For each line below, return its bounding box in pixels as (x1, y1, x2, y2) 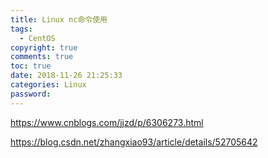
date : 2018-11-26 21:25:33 (10, 71, 123, 81)
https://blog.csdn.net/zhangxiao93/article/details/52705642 (10, 136, 258, 148)
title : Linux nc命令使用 (10, 14, 108, 25)
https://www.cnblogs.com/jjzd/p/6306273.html (10, 116, 204, 128)
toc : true (10, 61, 52, 71)
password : (10, 89, 52, 99)
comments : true (10, 52, 74, 62)
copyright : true (10, 42, 78, 53)
